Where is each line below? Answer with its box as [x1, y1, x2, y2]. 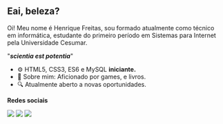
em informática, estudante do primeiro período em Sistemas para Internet [7, 31, 216, 39]
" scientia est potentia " [7, 52, 74, 60]
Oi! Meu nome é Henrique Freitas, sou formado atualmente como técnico [7, 23, 215, 32]
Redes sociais [7, 96, 48, 104]
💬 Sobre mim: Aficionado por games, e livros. [17, 72, 146, 81]
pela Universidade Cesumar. [7, 38, 88, 47]
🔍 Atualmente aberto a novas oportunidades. [17, 80, 146, 88]
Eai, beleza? [7, 6, 60, 17]
